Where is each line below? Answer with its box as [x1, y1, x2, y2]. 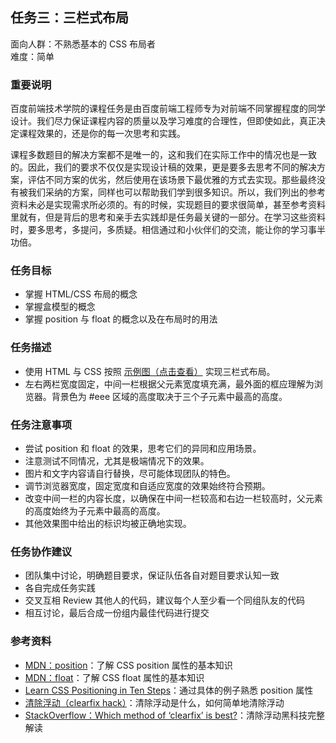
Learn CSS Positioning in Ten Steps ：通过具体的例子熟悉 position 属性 [24, 684, 314, 696]
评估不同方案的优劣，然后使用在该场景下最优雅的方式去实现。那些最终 [27, 174, 317, 186]
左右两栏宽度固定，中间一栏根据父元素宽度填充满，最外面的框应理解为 [24, 378, 315, 390]
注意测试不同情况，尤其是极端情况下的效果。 [24, 455, 210, 467]
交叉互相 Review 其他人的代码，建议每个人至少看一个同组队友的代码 [24, 594, 305, 607]
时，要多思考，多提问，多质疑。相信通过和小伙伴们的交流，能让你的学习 [10, 224, 308, 236]
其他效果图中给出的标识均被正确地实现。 [24, 518, 192, 529]
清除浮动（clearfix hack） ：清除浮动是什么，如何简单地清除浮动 [24, 696, 285, 708]
